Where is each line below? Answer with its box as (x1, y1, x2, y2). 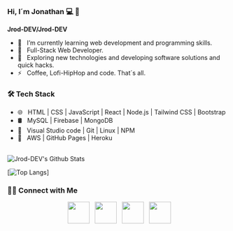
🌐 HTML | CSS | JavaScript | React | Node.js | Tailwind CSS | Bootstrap (17, 107, 226, 116)
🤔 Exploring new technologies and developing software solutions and (17, 54, 220, 62)
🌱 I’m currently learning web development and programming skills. (17, 38, 213, 47)
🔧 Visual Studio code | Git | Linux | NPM (17, 126, 135, 135)
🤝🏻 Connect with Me (7, 185, 78, 195)
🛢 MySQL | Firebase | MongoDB (17, 116, 113, 124)
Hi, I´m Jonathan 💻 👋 (7, 6, 80, 16)
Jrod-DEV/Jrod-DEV (7, 25, 68, 33)
